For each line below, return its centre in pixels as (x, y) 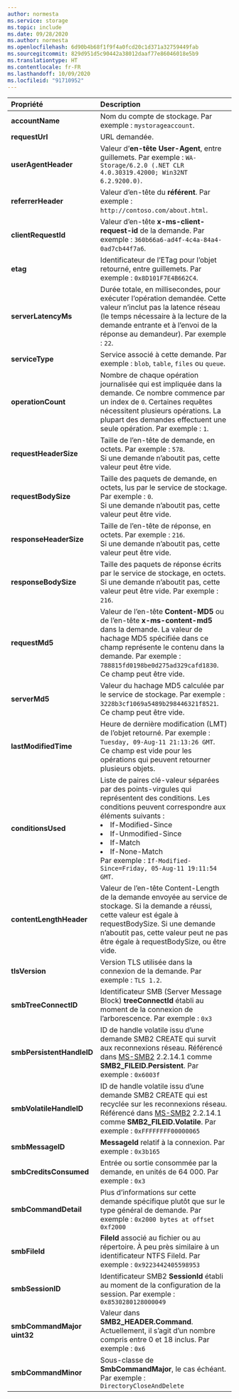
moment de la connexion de (147, 1009)
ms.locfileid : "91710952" (46, 80)
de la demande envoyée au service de (164, 897)
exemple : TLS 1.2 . (131, 980)
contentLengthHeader (49, 919)
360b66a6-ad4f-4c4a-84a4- (178, 240)
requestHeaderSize (44, 454)
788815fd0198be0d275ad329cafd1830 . (159, 665)
